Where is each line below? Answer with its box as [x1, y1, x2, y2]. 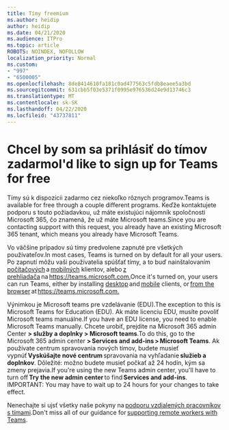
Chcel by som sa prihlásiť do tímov [7, 141, 208, 157]
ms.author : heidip [7, 16, 59, 23]
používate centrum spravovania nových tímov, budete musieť [7, 344, 179, 352]
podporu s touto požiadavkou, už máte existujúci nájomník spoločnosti [7, 208, 206, 216]
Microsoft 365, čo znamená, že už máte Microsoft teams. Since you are [7, 215, 206, 224]
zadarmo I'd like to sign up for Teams [7, 156, 218, 171]
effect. [7, 387, 26, 396]
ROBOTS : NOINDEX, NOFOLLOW [7, 49, 84, 56]
